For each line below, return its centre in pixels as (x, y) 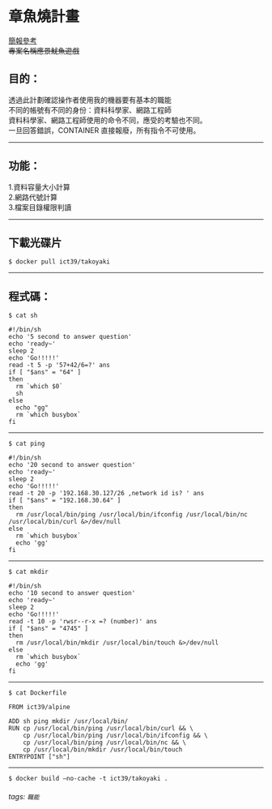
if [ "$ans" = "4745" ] (49, 629)
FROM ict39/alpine (39, 707)
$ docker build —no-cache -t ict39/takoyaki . (88, 779)
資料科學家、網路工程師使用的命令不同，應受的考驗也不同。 (108, 120)
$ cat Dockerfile (38, 693)
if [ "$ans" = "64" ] (45, 372)
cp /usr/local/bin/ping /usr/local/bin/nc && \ (104, 743)
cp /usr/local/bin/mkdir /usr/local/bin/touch (103, 750)
